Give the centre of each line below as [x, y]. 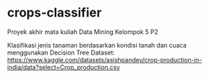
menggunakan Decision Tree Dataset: [61, 52]
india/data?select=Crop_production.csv [64, 67]
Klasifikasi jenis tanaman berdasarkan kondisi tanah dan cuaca [97, 45]
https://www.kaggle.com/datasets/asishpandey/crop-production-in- [105, 59]
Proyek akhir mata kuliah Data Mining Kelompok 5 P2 [83, 32]
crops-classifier [55, 13]
